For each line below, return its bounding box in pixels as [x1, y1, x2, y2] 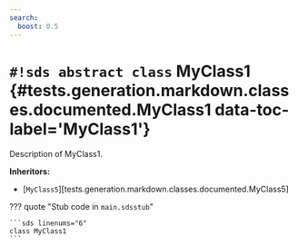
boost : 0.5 [17, 22, 59, 31]
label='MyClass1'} [9, 119, 152, 139]
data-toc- [214, 99, 289, 120]
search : [9, 13, 39, 23]
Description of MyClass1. [9, 149, 103, 160]
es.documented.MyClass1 [9, 99, 212, 120]
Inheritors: [9, 166, 51, 177]
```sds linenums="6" [9, 219, 88, 228]
